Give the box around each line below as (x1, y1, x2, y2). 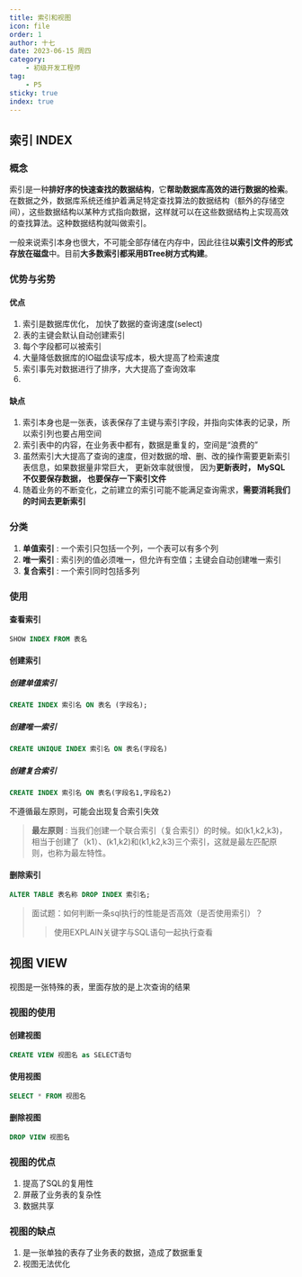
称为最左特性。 (55, 847, 111, 858)
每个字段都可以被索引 (22, 341, 102, 352)
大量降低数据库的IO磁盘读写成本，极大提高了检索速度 (22, 352, 220, 363)
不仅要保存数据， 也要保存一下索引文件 (22, 474, 167, 485)
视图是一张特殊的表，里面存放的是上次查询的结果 (9, 981, 191, 992)
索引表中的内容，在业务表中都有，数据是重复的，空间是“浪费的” (22, 439, 259, 450)
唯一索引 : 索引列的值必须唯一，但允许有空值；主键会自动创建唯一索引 (22, 554, 281, 565)
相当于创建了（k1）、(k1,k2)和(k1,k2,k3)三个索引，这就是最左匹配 (31, 836, 270, 847)
